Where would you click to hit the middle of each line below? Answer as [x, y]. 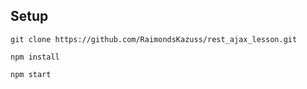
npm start [31, 74]
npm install [35, 57]
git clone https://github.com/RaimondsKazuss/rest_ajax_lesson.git [154, 39]
